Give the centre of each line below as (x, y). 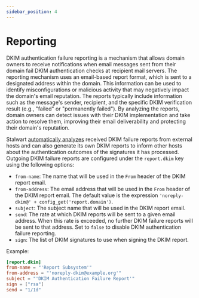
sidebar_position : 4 (32, 12)
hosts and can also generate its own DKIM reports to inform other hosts (94, 145)
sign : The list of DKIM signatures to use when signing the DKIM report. (102, 239)
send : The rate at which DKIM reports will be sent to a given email (95, 214)
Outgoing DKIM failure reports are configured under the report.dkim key (95, 158)
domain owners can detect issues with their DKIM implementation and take (98, 115)
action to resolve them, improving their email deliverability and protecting (96, 121)
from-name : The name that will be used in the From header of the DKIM (100, 176)
